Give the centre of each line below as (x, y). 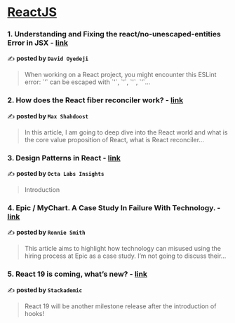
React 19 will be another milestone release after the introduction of (120, 306)
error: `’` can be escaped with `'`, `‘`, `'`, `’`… (87, 82)
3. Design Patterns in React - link (64, 158)
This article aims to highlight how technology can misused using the (122, 249)
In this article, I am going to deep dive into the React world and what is (126, 132)
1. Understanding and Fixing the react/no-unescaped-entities (114, 34)
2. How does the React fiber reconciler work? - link (95, 100)
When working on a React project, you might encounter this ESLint (120, 75)
